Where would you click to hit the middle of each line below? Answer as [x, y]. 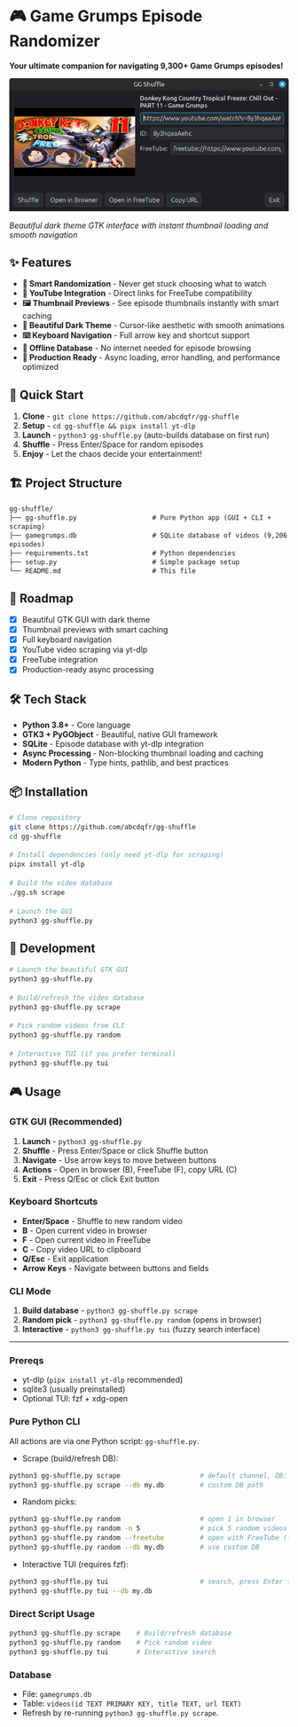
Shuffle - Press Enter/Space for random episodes [113, 444]
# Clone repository [45, 817]
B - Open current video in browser [85, 1230]
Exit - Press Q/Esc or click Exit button [90, 1179]
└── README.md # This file [103, 571]
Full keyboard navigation [67, 640]
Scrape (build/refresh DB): [70, 1458]
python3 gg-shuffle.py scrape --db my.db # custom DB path [137, 1485]
